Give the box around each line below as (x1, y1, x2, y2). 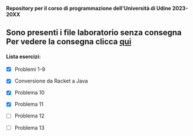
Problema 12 (14, 112, 45, 119)
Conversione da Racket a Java (14, 77, 88, 84)
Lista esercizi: (6, 53, 41, 60)
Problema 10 (14, 89, 45, 96)
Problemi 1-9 (14, 66, 46, 73)
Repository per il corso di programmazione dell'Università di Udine (6, 5, 171, 12)
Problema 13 (14, 124, 45, 131)
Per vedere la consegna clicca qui (6, 37, 132, 46)
